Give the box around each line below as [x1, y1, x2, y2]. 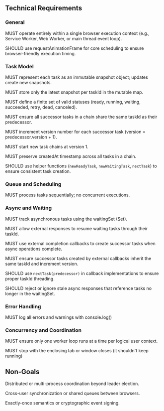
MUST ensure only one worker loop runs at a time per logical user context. [5, 338, 158, 344]
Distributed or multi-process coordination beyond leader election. [5, 381, 139, 387]
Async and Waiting [5, 204, 52, 211]
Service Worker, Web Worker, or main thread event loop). [5, 35, 122, 41]
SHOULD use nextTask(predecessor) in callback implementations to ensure [5, 270, 159, 276]
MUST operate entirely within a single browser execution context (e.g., [5, 30, 150, 36]
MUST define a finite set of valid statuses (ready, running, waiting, [5, 99, 141, 105]
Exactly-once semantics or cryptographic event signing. [5, 400, 120, 406]
